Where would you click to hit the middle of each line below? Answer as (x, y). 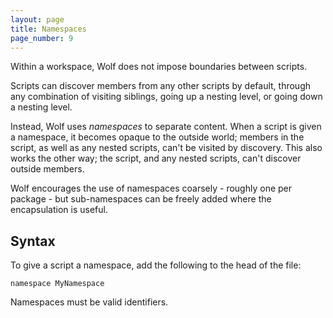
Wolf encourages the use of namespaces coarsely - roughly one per (151, 188)
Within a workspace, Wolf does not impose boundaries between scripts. (159, 67)
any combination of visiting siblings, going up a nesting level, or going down (166, 97)
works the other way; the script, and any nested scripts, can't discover (156, 158)
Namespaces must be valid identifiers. (89, 302)
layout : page (37, 19)
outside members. (47, 169)
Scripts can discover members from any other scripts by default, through (161, 86)
